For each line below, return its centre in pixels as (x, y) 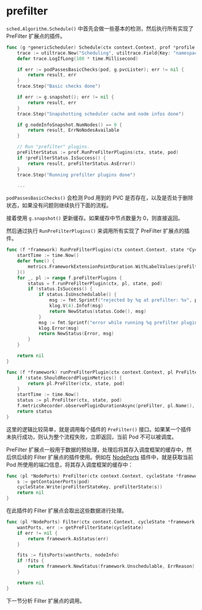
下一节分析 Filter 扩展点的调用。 (46, 600)
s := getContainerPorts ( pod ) (54, 482)
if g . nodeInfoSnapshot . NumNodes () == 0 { (69, 125)
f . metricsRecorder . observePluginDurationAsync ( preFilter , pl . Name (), (106, 406)
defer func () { (36, 261)
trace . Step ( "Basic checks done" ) (59, 86)
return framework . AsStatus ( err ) (69, 539)
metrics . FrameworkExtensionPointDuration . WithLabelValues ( (103, 266)
